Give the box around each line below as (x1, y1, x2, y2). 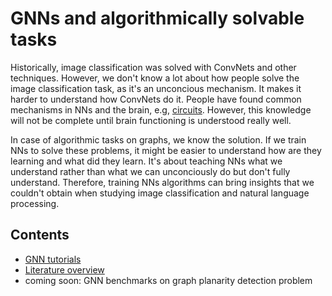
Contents (10, 227, 70, 244)
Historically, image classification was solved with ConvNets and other (10, 61, 297, 73)
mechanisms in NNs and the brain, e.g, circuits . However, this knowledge (10, 103, 312, 116)
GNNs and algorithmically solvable (10, 7, 305, 30)
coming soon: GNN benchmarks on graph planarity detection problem (24, 274, 313, 286)
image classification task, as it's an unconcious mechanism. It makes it (10, 82, 302, 94)
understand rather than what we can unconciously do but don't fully (10, 165, 291, 177)
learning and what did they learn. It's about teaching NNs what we (10, 155, 283, 167)
